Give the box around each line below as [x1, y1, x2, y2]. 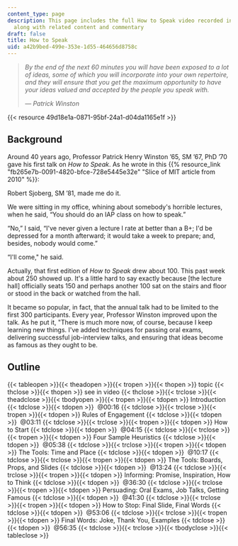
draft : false [7, 30, 46, 38]
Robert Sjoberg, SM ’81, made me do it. [7, 189, 122, 197]
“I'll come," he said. [7, 253, 64, 261]
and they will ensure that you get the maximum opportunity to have [24, 78, 222, 86]
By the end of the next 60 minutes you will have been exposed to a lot [24, 63, 229, 71]
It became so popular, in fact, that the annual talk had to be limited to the [7, 302, 219, 311]
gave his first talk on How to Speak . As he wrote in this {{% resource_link [7, 160, 221, 168]
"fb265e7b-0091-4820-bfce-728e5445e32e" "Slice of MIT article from [7, 168, 216, 176]
